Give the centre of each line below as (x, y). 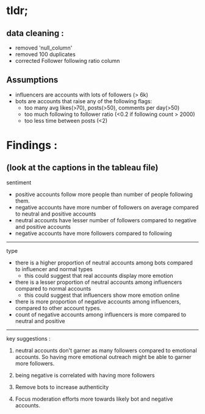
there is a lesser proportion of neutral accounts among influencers (99, 282)
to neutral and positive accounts (56, 214)
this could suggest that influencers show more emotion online (102, 295)
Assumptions (32, 80)
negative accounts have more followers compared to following (93, 233)
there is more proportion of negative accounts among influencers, (98, 301)
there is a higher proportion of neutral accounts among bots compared (104, 263)
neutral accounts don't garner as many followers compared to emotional (106, 350)
